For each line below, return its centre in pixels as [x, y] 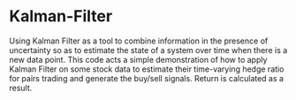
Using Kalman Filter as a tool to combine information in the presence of [139, 41]
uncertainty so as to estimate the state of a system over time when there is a [148, 50]
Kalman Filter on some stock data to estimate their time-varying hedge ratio [147, 69]
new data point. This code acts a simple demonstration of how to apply [138, 59]
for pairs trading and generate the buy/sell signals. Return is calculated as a [147, 78]
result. [21, 88]
